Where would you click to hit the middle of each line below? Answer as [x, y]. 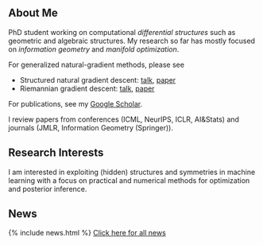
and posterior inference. [48, 189]
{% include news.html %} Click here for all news [87, 233]
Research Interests [56, 153]
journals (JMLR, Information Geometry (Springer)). [91, 127]
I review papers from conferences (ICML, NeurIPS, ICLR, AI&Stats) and [124, 119]
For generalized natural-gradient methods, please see [97, 64]
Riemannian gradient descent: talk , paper [87, 88]
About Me [33, 13]
